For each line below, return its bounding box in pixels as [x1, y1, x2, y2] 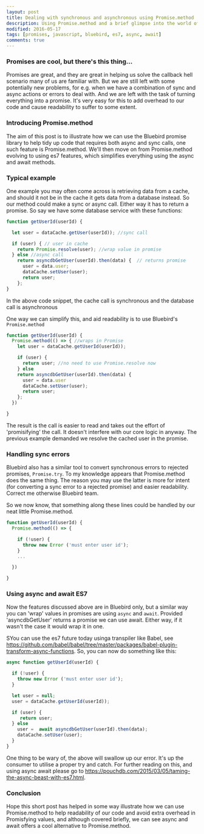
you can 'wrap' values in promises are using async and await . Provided [6, 610, 183, 617]
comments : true [6, 37, 45, 43]
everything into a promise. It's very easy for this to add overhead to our [6, 97, 185, 104]
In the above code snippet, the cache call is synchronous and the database [6, 296, 194, 304]
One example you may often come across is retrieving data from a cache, [6, 187, 190, 195]
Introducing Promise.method [6, 119, 93, 127]
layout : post [6, 9, 39, 15]
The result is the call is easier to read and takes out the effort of [6, 421, 166, 429]
